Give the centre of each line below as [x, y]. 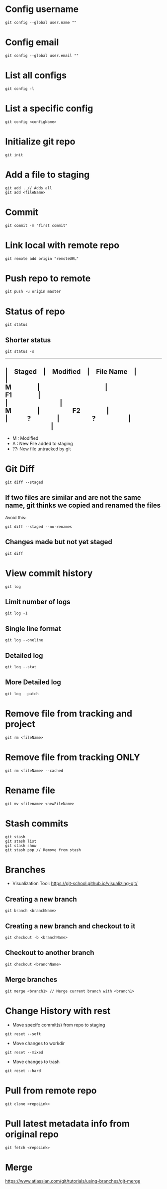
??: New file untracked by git [42, 449]
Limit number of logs [38, 601]
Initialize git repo [40, 141]
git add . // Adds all [29, 188]
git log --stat [21, 667]
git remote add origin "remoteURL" [42, 258]
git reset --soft [23, 1034]
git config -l [20, 88]
